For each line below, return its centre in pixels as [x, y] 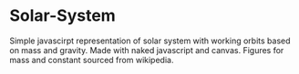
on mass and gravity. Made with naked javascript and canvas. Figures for [147, 50]
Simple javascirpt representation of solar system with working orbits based [150, 41]
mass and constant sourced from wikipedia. [92, 60]
